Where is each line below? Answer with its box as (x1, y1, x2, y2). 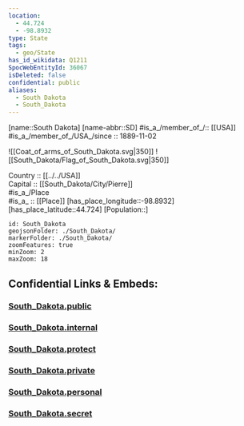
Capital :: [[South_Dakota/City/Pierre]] (8, 179, 134, 189)
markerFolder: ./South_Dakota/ (8, 234, 113, 242)
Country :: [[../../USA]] (8, 171, 82, 181)
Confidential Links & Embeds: (8, 277, 158, 290)
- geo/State (15, 49, 56, 57)
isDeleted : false (8, 71, 66, 79)
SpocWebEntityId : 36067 (8, 64, 88, 72)
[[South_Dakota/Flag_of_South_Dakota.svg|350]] (8, 155, 170, 165)
